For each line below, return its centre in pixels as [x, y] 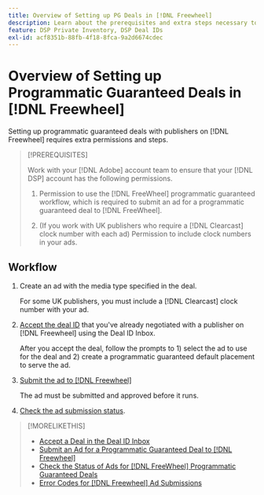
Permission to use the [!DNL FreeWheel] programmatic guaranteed [147, 194]
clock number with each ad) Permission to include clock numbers [145, 234]
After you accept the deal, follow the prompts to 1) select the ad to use [133, 348]
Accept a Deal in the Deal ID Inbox [95, 441]
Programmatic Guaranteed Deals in [125, 93]
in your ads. [58, 242]
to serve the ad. [45, 365]
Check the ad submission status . [72, 411]
